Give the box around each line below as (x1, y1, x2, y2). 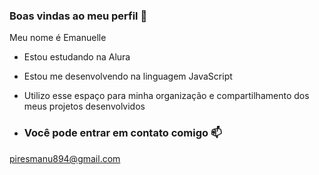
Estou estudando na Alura (23, 51, 131, 63)
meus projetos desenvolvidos (23, 100, 146, 113)
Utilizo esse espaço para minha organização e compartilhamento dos (23, 90, 310, 102)
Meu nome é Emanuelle (9, 32, 107, 44)
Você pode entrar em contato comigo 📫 (23, 126, 222, 140)
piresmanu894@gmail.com (9, 152, 121, 164)
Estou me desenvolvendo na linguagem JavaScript (23, 70, 233, 83)
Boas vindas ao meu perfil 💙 (9, 9, 148, 23)
